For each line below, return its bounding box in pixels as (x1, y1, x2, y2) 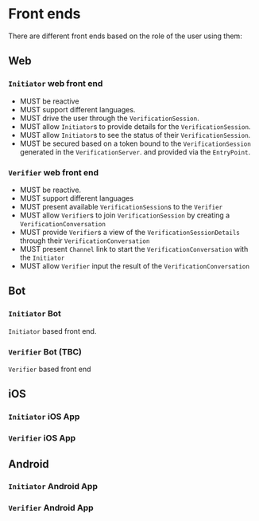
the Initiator (19, 253, 65, 262)
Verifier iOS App (8, 433, 76, 444)
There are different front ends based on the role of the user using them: (8, 31, 242, 41)
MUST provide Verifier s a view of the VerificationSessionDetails (19, 227, 241, 237)
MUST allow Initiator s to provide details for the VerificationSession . (19, 121, 251, 131)
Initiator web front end (8, 78, 103, 89)
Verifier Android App (8, 503, 94, 514)
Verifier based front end (8, 364, 91, 374)
